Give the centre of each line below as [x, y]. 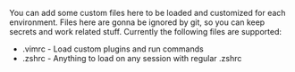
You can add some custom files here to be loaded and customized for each [147, 13]
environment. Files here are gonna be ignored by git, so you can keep [137, 22]
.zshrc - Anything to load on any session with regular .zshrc [132, 58]
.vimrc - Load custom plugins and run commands [113, 49]
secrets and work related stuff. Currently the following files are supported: [146, 32]
